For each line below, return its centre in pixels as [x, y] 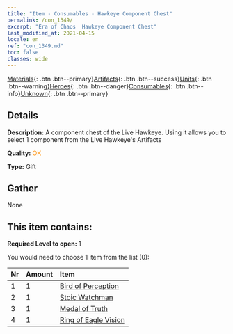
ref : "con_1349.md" [35, 46]
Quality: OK [24, 153]
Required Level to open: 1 [44, 244]
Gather [23, 188]
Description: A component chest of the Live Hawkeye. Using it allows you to [117, 132]
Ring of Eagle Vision [92, 320]
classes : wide [28, 59]
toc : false [23, 53]
